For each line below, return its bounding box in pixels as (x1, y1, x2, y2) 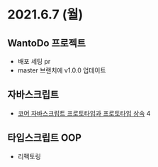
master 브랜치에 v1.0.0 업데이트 (17, 66, 106, 75)
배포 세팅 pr (17, 58, 51, 65)
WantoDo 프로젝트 (7, 37, 86, 49)
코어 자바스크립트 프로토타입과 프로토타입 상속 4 (17, 109, 151, 117)
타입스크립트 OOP (7, 132, 81, 144)
